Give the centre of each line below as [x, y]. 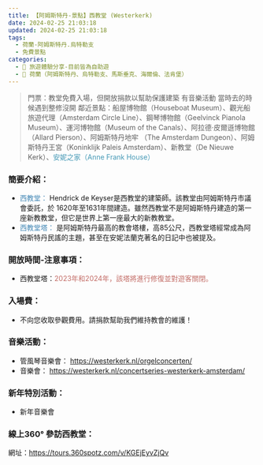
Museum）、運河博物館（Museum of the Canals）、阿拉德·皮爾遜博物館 [141, 127]
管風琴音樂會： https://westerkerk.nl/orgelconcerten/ [106, 361]
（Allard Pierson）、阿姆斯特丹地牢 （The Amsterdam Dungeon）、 [134, 137]
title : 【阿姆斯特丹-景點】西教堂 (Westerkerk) [81, 15]
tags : [17, 37]
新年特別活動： [37, 393]
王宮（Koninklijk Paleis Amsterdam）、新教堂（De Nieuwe [141, 147]
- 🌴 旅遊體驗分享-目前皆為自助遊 [62, 67]
